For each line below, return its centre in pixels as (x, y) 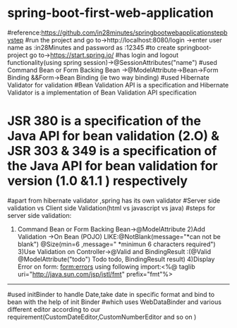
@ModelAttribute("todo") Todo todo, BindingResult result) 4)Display (116, 259)
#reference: (24, 32)
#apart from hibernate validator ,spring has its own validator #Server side (114, 200)
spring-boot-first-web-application (110, 13)
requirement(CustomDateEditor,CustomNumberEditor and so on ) (102, 317)
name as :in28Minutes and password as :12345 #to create (92, 47)
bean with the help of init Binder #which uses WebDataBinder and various (115, 302)
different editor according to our (54, 309)
